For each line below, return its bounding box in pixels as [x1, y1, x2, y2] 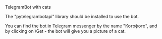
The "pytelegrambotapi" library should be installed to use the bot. [5, 14, 139, 19]
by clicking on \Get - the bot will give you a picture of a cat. [5, 28, 126, 34]
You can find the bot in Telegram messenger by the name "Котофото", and [5, 23, 158, 29]
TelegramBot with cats [5, 4, 51, 10]
